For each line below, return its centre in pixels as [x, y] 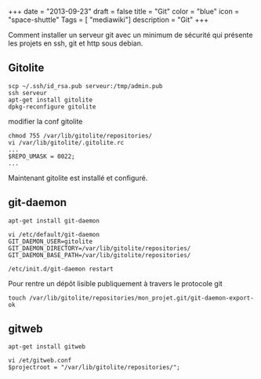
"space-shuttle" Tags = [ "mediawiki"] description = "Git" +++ [109, 20]
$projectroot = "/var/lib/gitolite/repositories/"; [94, 368]
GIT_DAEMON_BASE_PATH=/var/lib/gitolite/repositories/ [100, 255]
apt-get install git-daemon [54, 221]
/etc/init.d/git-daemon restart [61, 269]
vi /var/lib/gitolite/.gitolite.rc [66, 142]
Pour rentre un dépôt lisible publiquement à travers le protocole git [116, 283]
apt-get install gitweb [47, 347]
